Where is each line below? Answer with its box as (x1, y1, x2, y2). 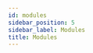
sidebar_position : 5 (8, 19, 76, 26)
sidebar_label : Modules (8, 26, 86, 34)
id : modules (8, 11, 47, 19)
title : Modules (8, 33, 58, 41)
